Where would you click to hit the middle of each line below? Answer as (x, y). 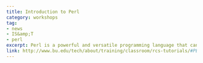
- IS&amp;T (20, 34)
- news (14, 28)
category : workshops (32, 17)
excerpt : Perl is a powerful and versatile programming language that (97, 46)
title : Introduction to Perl (43, 12)
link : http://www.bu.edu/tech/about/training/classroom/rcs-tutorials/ (98, 51)
